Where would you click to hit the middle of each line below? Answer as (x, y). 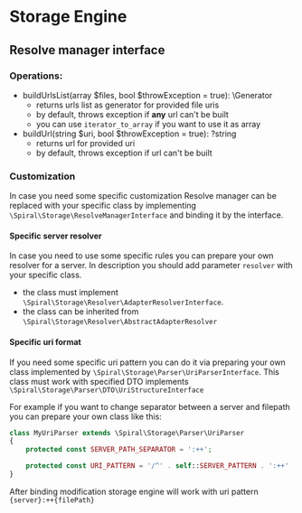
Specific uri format (45, 341)
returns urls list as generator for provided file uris (127, 105)
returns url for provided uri (85, 143)
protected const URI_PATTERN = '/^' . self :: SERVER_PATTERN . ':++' (157, 466)
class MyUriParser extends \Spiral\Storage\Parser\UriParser (127, 433)
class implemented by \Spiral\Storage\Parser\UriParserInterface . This (145, 371)
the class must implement (71, 293)
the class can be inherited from (80, 312)
